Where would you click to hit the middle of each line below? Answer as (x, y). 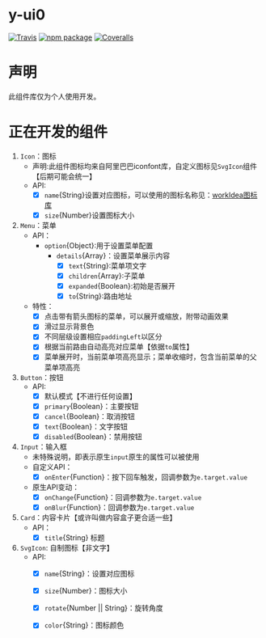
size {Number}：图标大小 (86, 591)
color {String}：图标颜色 (84, 625)
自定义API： (52, 467)
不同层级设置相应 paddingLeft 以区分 (103, 336)
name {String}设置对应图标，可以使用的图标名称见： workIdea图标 (151, 195)
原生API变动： (55, 487)
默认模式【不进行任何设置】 (91, 396)
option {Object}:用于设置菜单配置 (99, 245)
